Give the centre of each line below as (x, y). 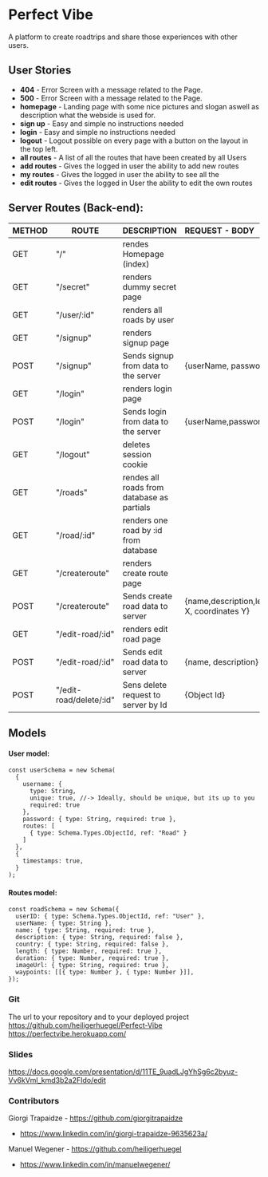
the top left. (39, 148)
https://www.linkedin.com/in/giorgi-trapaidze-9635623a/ (114, 1134)
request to (142, 694)
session (137, 454)
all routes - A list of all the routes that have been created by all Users (133, 157)
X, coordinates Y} (217, 610)
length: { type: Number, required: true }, (89, 951)
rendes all (141, 477)
